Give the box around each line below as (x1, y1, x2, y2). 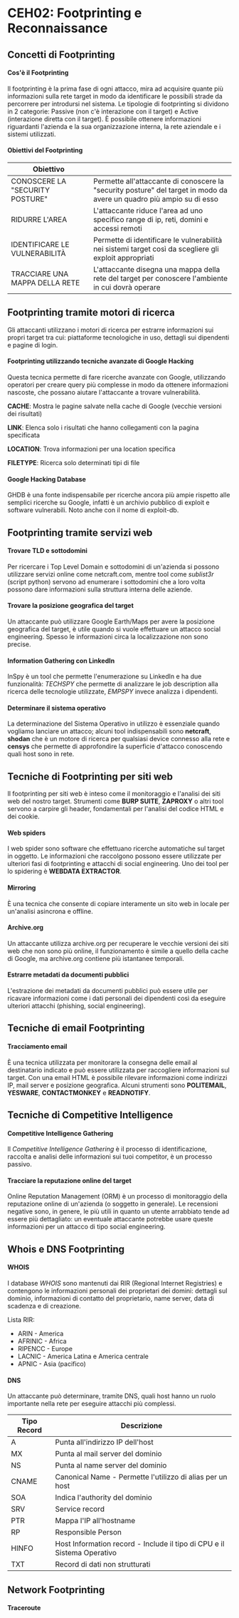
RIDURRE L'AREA (11, 214, 68, 224)
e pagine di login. (7, 340, 58, 349)
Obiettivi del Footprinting (7, 146, 83, 155)
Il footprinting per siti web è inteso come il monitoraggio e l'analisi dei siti (7, 790, 221, 798)
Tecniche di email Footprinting (7, 1022, 145, 1034)
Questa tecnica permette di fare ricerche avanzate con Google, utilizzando (7, 373, 226, 381)
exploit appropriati (93, 253, 154, 263)
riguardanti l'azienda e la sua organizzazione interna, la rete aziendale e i (7, 122, 221, 131)
